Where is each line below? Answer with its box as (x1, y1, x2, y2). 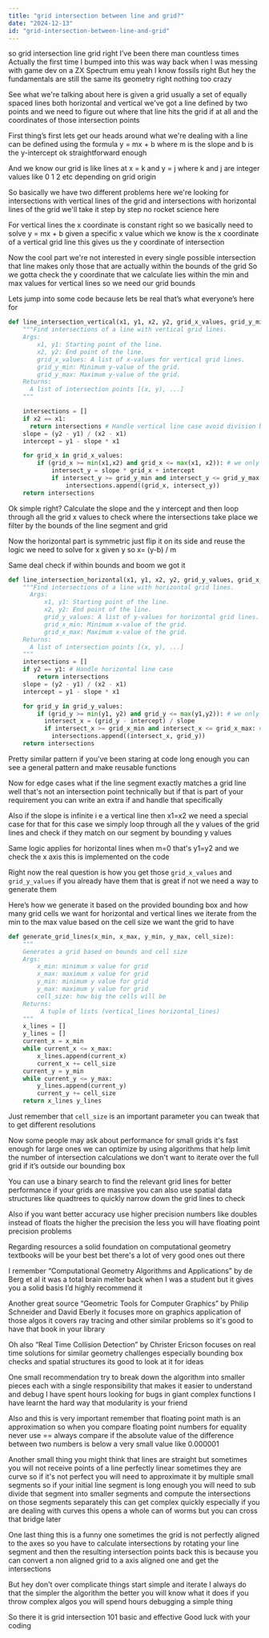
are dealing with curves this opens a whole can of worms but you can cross (8, 1506, 258, 1515)
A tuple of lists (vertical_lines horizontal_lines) (40, 1007, 220, 1016)
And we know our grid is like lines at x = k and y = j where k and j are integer (8, 164, 260, 173)
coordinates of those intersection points (8, 116, 140, 125)
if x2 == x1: (22, 414, 66, 422)
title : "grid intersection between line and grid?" (8, 11, 184, 20)
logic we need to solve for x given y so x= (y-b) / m (8, 544, 177, 554)
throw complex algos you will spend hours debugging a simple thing (8, 1597, 234, 1606)
